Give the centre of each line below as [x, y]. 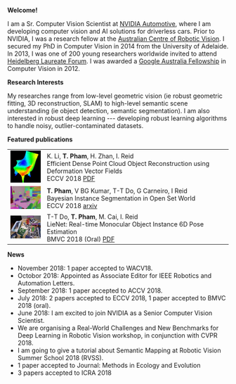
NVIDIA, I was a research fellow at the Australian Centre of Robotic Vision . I [116, 39]
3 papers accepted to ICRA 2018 [65, 373]
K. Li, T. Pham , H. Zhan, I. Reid [90, 156]
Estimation [62, 231]
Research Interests [35, 82]
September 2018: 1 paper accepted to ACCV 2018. [90, 290]
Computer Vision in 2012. [44, 69]
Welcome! [22, 10]
